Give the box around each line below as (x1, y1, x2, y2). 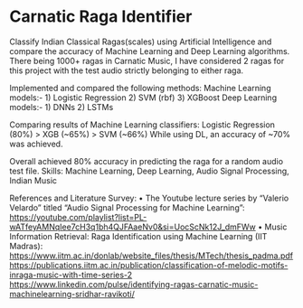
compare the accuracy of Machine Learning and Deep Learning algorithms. (9, 45, 290, 56)
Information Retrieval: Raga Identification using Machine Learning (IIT (9, 230, 268, 241)
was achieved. (9, 138, 63, 149)
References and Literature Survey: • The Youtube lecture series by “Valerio (9, 192, 289, 203)
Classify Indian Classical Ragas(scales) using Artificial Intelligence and (9, 36, 272, 47)
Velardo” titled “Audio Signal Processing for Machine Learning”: (9, 201, 246, 213)
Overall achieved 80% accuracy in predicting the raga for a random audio (9, 155, 283, 166)
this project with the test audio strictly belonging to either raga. (9, 65, 244, 76)
